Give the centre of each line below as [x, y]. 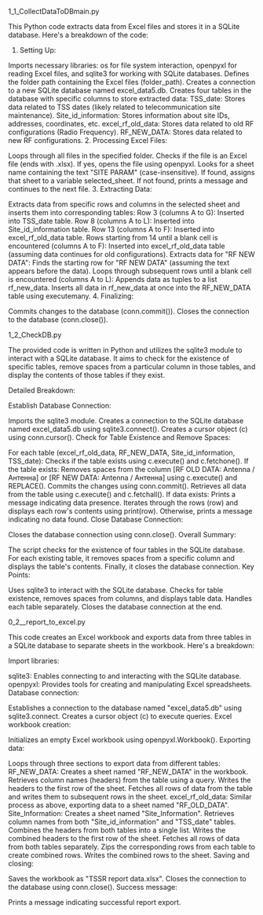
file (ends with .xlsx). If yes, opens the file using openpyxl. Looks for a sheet [131, 164]
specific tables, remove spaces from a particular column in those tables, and [132, 367]
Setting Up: [38, 50]
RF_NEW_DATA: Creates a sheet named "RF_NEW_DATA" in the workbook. [128, 772]
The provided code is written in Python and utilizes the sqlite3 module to [125, 350]
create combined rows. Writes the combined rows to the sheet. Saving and [129, 855]
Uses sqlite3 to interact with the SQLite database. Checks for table [116, 590]
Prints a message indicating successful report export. [95, 902]
